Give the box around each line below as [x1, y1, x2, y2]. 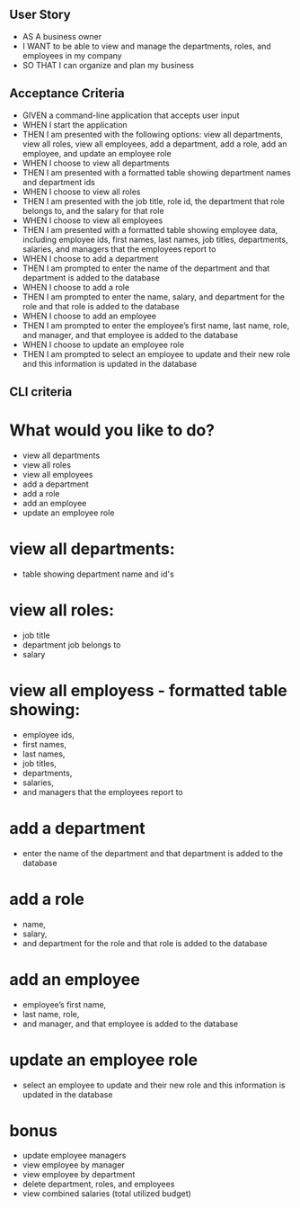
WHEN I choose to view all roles [22, 186, 141, 197]
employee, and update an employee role [22, 148, 172, 158]
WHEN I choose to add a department [22, 253, 159, 264]
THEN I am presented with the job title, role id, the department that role [22, 195, 286, 206]
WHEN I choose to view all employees [22, 215, 163, 226]
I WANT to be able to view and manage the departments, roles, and [22, 40, 271, 51]
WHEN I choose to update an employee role [22, 339, 185, 350]
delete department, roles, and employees [22, 1178, 175, 1190]
